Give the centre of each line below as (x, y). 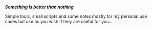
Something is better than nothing (39, 7)
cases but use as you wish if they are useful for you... (59, 22)
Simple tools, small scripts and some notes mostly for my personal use (76, 16)
